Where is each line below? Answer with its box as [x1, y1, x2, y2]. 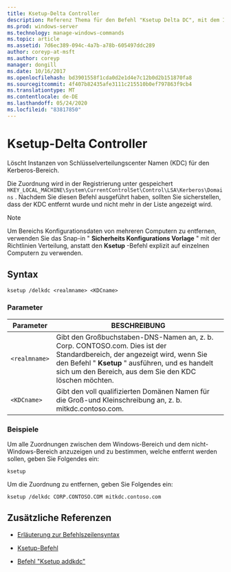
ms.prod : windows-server [7, 23, 78, 30]
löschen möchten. [56, 375, 114, 385]
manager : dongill [7, 61, 57, 68]
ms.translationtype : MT [7, 87, 76, 94]
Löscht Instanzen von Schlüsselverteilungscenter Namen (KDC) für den [7, 159, 210, 167]
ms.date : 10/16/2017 [7, 68, 67, 74]
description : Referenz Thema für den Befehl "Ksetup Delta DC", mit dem [7, 17, 220, 23]
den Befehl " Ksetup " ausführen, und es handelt [56, 358, 214, 367]
